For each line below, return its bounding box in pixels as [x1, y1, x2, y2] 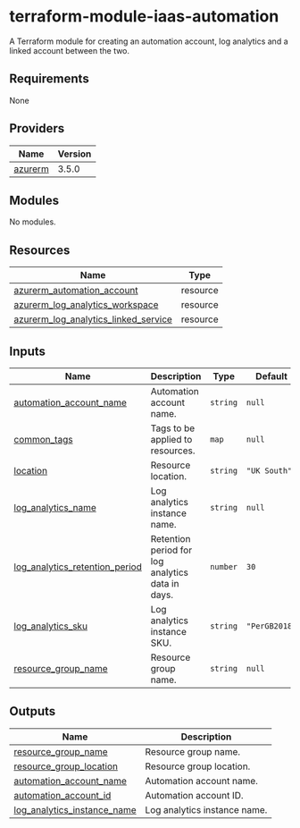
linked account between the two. [9, 45, 130, 55]
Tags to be [150, 422, 196, 435]
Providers [9, 121, 65, 136]
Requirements [9, 72, 89, 87]
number [209, 562, 238, 571]
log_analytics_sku [13, 620, 87, 632]
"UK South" [246, 466, 293, 476]
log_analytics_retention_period [13, 561, 143, 573]
